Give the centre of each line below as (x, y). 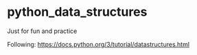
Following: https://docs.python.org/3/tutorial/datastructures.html (98, 44)
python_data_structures (77, 12)
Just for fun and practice (42, 31)
